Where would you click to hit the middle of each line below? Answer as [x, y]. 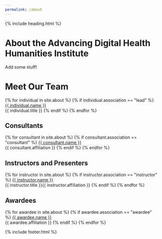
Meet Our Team [37, 86]
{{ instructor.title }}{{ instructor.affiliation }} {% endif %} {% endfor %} [75, 185]
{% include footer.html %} [31, 232]
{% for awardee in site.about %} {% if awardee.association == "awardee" [78, 212]
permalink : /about [24, 9]
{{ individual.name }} [26, 105]
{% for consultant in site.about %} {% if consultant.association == [71, 137]
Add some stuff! [21, 67]
